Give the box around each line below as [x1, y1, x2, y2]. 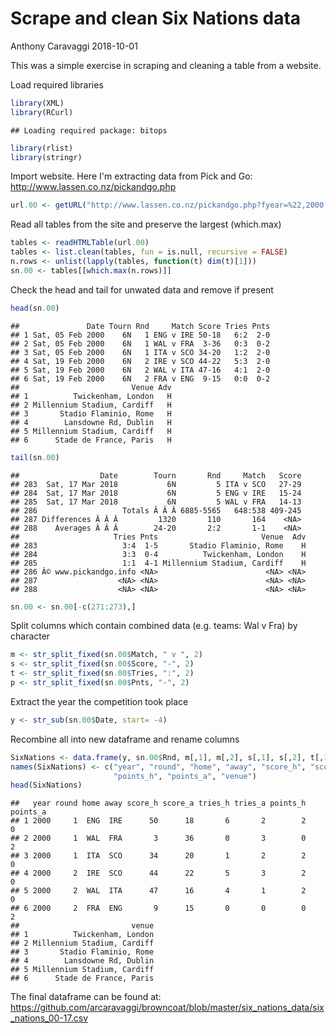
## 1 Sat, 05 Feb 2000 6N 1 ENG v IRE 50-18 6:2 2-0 [10, 330, 271, 340]
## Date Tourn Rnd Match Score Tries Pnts [10, 321, 271, 331]
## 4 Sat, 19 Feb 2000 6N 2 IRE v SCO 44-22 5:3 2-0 [10, 356, 271, 366]
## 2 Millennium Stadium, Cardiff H [10, 400, 172, 410]
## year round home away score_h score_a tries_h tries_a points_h [10, 798, 307, 809]
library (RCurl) [10, 107, 74, 117]
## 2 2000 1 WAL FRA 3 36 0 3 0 [10, 833, 307, 844]
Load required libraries [10, 78, 104, 91]
